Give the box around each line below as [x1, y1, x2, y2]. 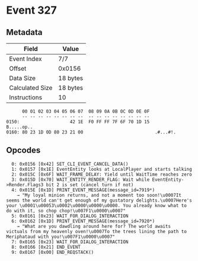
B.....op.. [6, 124, 33, 130]
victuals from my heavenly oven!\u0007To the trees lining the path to [6, 228, 187, 234]
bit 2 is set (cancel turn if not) [46, 182, 134, 187]
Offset [9, 65, 27, 72]
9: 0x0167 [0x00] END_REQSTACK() [11, 249, 94, 255]
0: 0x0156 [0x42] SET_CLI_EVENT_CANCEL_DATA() [11, 161, 129, 167]
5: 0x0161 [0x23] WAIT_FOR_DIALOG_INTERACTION [11, 213, 129, 219]
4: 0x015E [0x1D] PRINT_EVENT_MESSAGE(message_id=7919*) [11, 187, 155, 193]
